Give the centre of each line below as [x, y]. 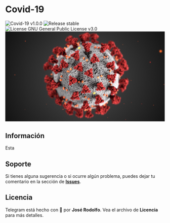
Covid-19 [25, 9]
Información [25, 136]
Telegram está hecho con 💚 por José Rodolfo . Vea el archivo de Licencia [82, 210]
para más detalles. [25, 215]
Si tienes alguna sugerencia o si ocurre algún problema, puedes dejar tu [80, 176]
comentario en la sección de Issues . [43, 182]
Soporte [18, 164]
